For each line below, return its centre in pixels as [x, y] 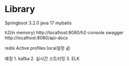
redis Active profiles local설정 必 [38, 48]
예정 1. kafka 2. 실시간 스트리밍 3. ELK [42, 59]
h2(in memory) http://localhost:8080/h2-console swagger [64, 32]
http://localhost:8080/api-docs [36, 38]
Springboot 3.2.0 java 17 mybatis [38, 23]
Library [20, 9]
